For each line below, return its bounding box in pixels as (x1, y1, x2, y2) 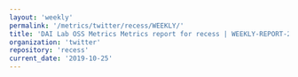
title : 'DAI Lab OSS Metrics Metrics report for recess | (9, 29, 228, 38)
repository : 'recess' (9, 46, 90, 55)
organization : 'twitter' (9, 37, 101, 47)
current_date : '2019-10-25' (9, 54, 114, 63)
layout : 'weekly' (9, 12, 74, 22)
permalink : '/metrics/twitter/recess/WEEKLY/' (9, 21, 184, 30)
